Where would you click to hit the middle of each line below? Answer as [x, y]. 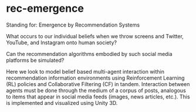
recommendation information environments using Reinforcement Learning [95, 78]
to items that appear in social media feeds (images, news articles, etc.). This [98, 97]
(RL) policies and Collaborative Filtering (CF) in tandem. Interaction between [98, 84]
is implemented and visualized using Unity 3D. [62, 103]
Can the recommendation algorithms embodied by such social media [89, 54]
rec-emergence [45, 9]
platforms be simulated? [35, 60]
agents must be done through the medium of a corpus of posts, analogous [96, 90]
